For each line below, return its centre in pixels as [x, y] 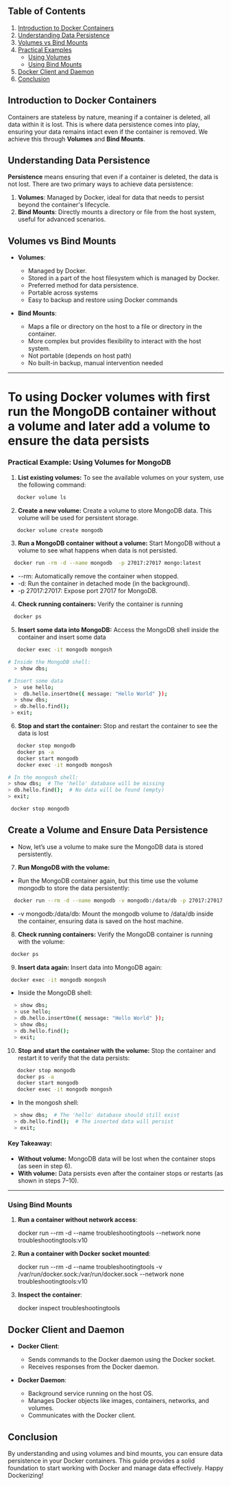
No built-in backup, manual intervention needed [95, 363]
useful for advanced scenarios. [62, 220]
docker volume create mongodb [60, 530]
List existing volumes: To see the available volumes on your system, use [121, 477]
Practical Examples [45, 49]
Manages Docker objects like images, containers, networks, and [119, 1401]
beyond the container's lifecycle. [64, 205]
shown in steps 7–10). [48, 1181]
